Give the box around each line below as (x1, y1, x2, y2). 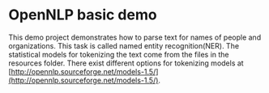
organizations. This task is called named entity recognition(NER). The (8, 40, 240, 50)
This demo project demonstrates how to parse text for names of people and (8, 32, 262, 42)
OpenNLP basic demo (8, 6, 157, 24)
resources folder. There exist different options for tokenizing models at (8, 58, 245, 68)
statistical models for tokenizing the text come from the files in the (8, 49, 229, 59)
